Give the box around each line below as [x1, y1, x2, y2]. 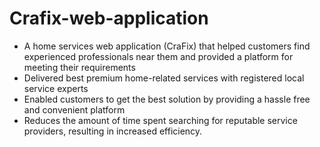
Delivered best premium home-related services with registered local [23, 72, 305, 84]
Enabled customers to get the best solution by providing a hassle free [23, 93, 311, 105]
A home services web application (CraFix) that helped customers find [23, 40, 311, 52]
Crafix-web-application [9, 7, 209, 30]
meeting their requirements [23, 61, 136, 73]
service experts [23, 82, 89, 94]
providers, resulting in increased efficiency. [23, 125, 203, 137]
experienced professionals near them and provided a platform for [23, 50, 294, 62]
